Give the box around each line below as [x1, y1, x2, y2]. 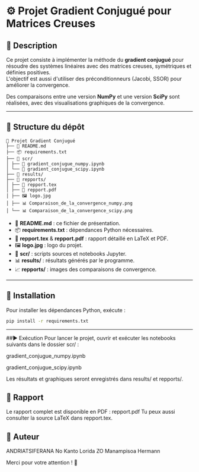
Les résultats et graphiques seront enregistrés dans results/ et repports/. [6, 375, 184, 382]
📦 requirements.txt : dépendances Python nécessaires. [14, 226, 154, 233]
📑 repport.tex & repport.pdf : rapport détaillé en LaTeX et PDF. [14, 235, 169, 242]
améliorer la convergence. [6, 81, 70, 89]
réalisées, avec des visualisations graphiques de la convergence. [6, 99, 165, 106]
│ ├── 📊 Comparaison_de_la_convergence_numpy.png [6, 200, 133, 206]
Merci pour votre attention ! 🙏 [6, 459, 78, 466]
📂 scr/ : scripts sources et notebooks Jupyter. [14, 250, 127, 257]
